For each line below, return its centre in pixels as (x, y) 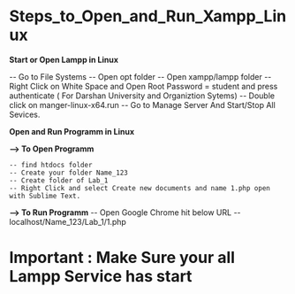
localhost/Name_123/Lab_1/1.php (68, 221)
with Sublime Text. (45, 196)
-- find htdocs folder (51, 165)
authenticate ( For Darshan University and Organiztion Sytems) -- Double (142, 96)
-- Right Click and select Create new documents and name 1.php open (140, 188)
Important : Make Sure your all (122, 258)
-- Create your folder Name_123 (68, 173)
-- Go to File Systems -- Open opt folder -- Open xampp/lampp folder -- (140, 76)
